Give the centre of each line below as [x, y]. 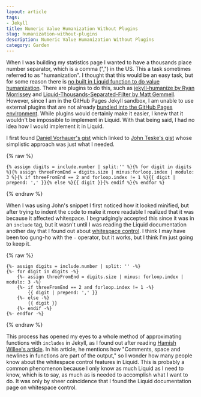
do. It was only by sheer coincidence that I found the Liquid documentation [99, 381]
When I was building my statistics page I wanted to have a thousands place [99, 62]
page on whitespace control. [41, 387]
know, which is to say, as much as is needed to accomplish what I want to [97, 374]
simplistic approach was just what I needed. [61, 144]
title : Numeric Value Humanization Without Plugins [72, 29]
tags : [13, 17]
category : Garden [28, 46]
